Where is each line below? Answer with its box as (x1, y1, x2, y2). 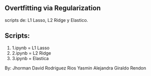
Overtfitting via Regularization (4, 4, 101, 12)
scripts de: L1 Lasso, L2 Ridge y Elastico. (4, 17, 88, 23)
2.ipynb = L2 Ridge (11, 50, 51, 56)
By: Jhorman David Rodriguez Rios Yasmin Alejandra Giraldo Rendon (4, 65, 146, 71)
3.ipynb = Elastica (11, 55, 49, 61)
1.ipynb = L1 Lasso (11, 45, 49, 51)
